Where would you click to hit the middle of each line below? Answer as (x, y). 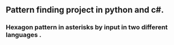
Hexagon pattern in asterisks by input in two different (87, 27)
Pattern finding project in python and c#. (85, 10)
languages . (24, 35)
